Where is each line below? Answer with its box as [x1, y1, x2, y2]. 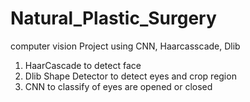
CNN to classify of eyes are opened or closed [24, 80, 213, 92]
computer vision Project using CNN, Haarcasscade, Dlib [10, 40, 241, 52]
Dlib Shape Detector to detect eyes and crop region [24, 70, 237, 82]
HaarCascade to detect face [24, 59, 142, 71]
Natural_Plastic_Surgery [10, 7, 217, 30]
